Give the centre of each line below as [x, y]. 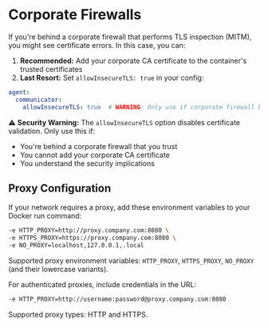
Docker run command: [45, 216]
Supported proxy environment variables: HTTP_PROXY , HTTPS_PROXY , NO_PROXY [131, 260]
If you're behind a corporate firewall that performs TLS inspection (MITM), [130, 37]
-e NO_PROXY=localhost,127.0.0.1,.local [77, 246]
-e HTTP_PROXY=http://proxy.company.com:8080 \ [89, 230]
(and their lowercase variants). [59, 269]
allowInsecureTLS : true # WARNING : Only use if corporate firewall [139, 107]
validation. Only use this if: [52, 131]
